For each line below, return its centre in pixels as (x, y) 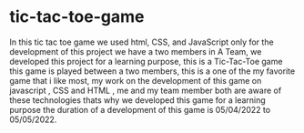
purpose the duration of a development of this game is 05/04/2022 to (140, 109)
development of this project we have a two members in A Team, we (136, 51)
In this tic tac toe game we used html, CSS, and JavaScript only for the (142, 42)
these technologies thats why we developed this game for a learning (137, 100)
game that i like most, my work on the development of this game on (136, 80)
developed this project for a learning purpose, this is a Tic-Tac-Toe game (146, 61)
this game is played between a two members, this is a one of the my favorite (152, 71)
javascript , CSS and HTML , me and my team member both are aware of (146, 90)
